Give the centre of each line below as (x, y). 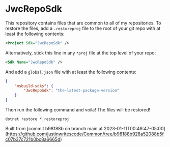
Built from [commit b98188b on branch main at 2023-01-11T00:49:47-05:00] (85, 129)
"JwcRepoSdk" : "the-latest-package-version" (72, 91)
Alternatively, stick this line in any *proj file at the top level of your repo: (81, 53)
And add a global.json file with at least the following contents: (71, 72)
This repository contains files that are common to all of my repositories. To (83, 23)
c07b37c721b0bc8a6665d (33, 139)
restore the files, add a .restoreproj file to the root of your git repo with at (83, 28)
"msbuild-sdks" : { (34, 86)
